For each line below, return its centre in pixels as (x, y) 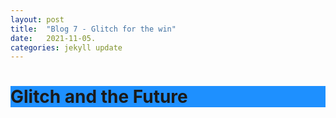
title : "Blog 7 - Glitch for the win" (93, 29)
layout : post (37, 19)
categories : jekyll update (66, 47)
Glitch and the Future (99, 97)
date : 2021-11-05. (53, 38)
